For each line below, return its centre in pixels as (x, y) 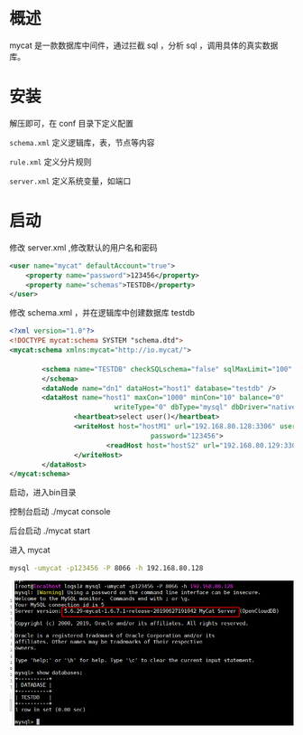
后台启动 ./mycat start (50, 531)
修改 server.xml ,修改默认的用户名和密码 (83, 247)
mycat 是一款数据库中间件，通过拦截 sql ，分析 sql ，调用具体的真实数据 (144, 45)
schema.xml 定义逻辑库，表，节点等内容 (82, 142)
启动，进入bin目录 (43, 493)
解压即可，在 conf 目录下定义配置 (71, 123)
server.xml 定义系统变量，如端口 (70, 181)
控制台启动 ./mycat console (60, 512)
